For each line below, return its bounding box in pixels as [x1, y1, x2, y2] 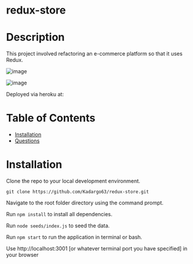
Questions [14, 137, 40, 145]
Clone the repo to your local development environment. [6, 178, 140, 184]
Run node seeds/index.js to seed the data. [6, 222, 110, 229]
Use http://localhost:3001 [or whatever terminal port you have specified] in [6, 245, 188, 252]
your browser [6, 252, 39, 258]
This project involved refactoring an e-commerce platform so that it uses [6, 50, 183, 57]
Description [6, 31, 65, 44]
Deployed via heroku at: [6, 91, 64, 98]
